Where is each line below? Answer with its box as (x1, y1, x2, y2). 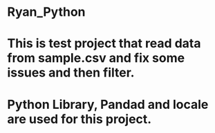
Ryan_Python (7, 4, 86, 20)
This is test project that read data (7, 36, 201, 52)
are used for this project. (7, 111, 152, 127)
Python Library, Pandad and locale (7, 96, 209, 112)
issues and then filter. (7, 65, 135, 81)
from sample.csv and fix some (7, 50, 185, 66)
